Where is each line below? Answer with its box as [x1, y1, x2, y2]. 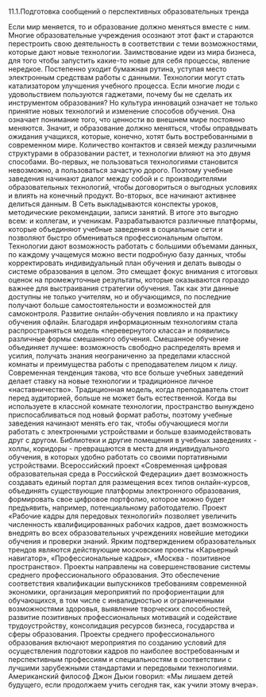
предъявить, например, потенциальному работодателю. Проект [8, 503, 228, 512]
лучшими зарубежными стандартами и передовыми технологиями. [8, 663, 239, 672]
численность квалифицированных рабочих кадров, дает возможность [8, 520, 249, 529]
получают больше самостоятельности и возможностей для [8, 301, 211, 310]
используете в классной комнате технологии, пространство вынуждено [8, 402, 254, 411]
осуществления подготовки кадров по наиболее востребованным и [8, 646, 240, 656]
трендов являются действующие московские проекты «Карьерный [8, 545, 238, 554]
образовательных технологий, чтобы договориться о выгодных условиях [8, 183, 258, 191]
